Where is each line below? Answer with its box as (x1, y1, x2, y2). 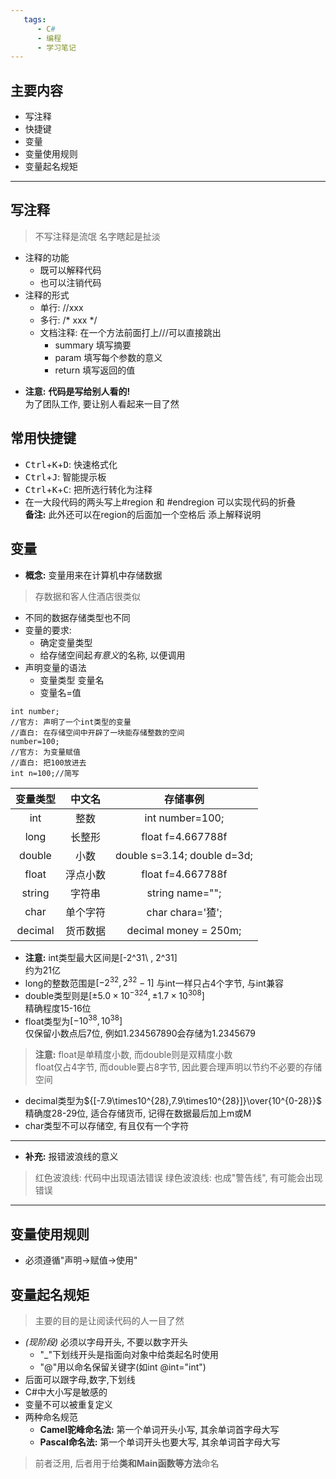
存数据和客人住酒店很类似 (34, 590, 141, 602)
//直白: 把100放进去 (10, 757, 87, 768)
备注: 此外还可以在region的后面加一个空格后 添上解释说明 (24, 508, 262, 520)
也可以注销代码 (39, 276, 102, 288)
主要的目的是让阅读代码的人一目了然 (34, 1315, 185, 1327)
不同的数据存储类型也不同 (24, 611, 131, 623)
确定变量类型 (39, 636, 93, 648)
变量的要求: (24, 624, 72, 636)
